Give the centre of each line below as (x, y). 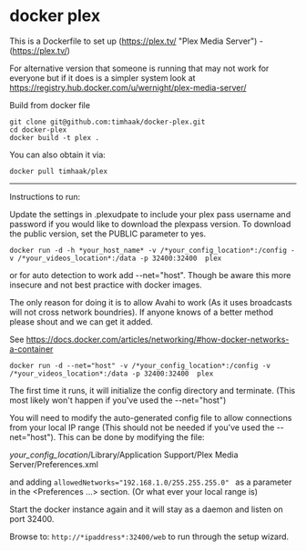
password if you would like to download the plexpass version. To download (150, 224)
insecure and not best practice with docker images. (106, 285)
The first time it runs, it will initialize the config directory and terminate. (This (153, 390)
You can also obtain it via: (58, 155)
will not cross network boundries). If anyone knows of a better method (142, 312)
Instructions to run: (45, 196)
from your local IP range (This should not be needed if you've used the (142, 427)
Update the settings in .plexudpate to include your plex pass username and (150, 214)
